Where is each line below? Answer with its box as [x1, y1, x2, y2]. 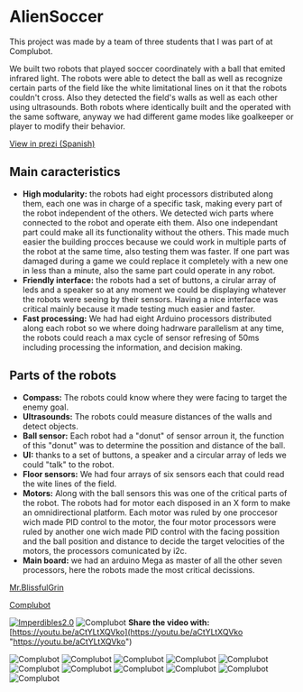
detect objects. [22, 420, 79, 431]
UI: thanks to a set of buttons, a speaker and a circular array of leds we [22, 449, 287, 460]
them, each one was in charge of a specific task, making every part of [22, 198, 283, 208]
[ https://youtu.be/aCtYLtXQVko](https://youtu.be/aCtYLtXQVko [9, 626, 243, 637]
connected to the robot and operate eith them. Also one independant [22, 217, 278, 227]
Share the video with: [127, 616, 210, 628]
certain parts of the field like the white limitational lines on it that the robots [9, 82, 287, 93]
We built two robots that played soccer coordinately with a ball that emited [9, 63, 286, 74]
